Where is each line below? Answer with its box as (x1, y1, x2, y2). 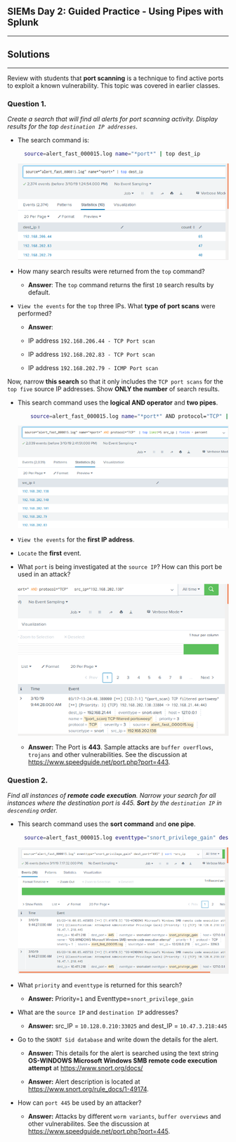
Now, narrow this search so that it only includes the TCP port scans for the (7, 377, 223, 386)
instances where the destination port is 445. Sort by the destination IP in (7, 799, 223, 807)
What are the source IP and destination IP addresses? (17, 1008, 179, 1017)
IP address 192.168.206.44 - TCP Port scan (27, 336, 155, 345)
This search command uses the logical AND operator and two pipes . (17, 398, 218, 407)
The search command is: (17, 136, 90, 144)
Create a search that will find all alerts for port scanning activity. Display (7, 114, 218, 123)
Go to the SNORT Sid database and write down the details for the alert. (17, 1035, 219, 1044)
